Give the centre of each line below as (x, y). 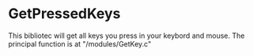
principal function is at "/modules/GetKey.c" (80, 43)
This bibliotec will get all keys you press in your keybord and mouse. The (126, 35)
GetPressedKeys (64, 14)
